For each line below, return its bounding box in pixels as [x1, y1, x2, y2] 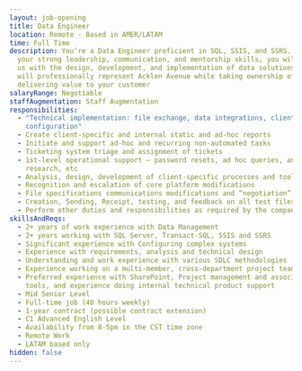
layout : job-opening [9, 13, 87, 23]
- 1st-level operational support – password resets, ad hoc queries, [17, 155, 283, 165]
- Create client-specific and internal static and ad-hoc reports [17, 131, 271, 140]
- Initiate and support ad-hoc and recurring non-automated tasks [17, 139, 271, 148]
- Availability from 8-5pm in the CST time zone [17, 323, 203, 332]
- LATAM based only [17, 339, 91, 348]
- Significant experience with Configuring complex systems [17, 240, 247, 249]
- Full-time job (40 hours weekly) [17, 298, 151, 307]
